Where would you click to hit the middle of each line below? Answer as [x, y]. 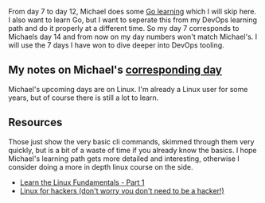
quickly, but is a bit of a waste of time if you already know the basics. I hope [132, 150]
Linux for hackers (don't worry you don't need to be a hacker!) [122, 190]
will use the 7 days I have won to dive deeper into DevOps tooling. [116, 45]
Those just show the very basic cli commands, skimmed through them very [131, 141]
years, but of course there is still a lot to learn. [84, 98]
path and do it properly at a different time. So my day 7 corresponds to [124, 28]
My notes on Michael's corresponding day [115, 70]
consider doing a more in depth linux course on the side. [101, 167]
